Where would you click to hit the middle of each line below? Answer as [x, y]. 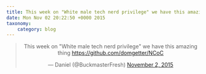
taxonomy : [19, 23]
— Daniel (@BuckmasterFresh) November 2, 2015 [111, 65]
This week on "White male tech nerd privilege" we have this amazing [111, 46]
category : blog [37, 29]
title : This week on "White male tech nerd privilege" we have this [96, 12]
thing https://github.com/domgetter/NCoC [111, 53]
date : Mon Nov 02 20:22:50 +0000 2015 [56, 18]
